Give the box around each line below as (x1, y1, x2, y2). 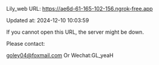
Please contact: (6, 40, 45, 47)
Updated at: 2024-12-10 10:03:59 (6, 17, 89, 23)
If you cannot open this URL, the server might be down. (6, 28, 144, 36)
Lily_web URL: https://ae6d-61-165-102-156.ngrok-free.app (6, 5, 153, 12)
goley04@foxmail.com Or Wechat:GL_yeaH (6, 52, 114, 59)
